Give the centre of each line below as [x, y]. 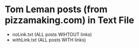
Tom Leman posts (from [56, 9]
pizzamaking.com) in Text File [69, 20]
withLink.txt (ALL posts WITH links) [49, 40]
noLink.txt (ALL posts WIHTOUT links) [52, 34]
